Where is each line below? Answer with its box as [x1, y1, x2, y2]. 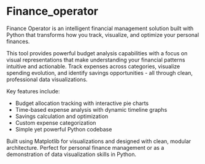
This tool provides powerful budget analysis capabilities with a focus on [6, 49, 188, 57]
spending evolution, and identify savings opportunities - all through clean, [6, 69, 193, 76]
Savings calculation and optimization [15, 112, 109, 120]
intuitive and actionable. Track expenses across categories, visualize [6, 63, 180, 70]
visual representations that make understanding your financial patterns [6, 56, 185, 63]
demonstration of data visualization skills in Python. [6, 150, 137, 158]
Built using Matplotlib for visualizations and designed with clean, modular [6, 137, 191, 145]
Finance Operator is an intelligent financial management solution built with [6, 25, 194, 32]
